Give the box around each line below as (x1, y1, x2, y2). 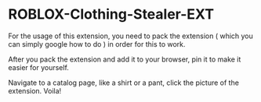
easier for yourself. (8, 62, 69, 72)
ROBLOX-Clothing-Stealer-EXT (8, 5, 214, 23)
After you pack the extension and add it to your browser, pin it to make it (8, 55, 241, 64)
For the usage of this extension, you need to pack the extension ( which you (8, 31, 253, 40)
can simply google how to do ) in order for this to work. (8, 39, 186, 48)
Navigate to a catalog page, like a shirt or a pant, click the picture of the (8, 78, 239, 87)
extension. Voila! (8, 86, 62, 95)
